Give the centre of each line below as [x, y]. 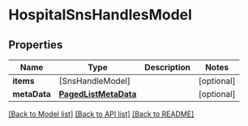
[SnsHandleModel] [95, 81]
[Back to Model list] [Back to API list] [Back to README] [101, 114]
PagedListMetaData [98, 94]
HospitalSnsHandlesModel [100, 15]
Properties [36, 45]
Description [168, 67]
